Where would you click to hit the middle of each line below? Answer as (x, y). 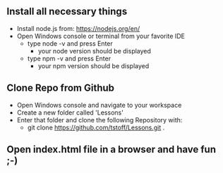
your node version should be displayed (94, 51)
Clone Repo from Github (60, 88)
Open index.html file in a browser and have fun (111, 149)
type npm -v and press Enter (69, 58)
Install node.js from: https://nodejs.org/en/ (78, 28)
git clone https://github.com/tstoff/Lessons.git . (96, 127)
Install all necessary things (67, 12)
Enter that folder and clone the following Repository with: (100, 120)
